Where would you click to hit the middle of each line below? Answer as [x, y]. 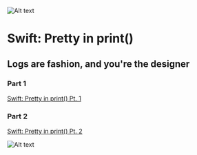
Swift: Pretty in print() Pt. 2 [45, 132]
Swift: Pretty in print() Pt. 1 [44, 98]
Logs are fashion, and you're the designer [98, 64]
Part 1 [17, 83]
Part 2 [18, 116]
